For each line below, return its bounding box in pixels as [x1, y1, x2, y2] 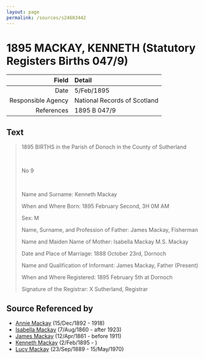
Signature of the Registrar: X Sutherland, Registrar [21, 286, 148, 293]
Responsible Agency [9, 96, 69, 105]
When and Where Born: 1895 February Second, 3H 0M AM [21, 202, 170, 210]
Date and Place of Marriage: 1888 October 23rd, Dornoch [21, 250, 167, 257]
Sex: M [21, 215, 39, 222]
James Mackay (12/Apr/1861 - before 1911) [15, 333, 122, 340]
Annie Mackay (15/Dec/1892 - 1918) [15, 319, 105, 327]
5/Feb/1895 [74, 86, 110, 95]
